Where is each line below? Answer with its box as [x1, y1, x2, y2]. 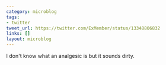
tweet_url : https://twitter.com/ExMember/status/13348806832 [6, 25, 161, 31]
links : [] [6, 31, 31, 37]
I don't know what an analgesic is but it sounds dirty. [6, 53, 135, 59]
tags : [6, 14, 20, 20]
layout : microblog [6, 36, 52, 42]
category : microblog [6, 8, 58, 15]
